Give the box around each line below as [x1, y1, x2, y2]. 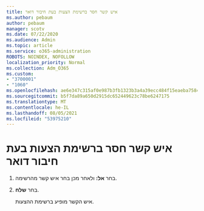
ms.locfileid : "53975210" [6, 115, 72, 122]
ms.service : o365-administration [6, 48, 91, 54]
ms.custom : [6, 71, 34, 77]
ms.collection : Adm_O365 [6, 65, 69, 71]
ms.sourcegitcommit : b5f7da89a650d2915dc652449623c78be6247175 [6, 93, 170, 99]
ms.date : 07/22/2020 [6, 31, 59, 37]
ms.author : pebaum [6, 15, 53, 21]
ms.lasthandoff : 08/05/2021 [6, 110, 78, 116]
